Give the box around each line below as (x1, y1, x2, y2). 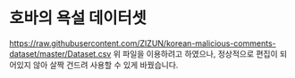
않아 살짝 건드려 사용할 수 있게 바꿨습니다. (32, 59, 179, 70)
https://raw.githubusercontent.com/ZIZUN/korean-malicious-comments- (9, 37, 276, 49)
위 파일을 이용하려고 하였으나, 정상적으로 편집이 (113, 48, 279, 58)
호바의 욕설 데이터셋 (9, 8, 147, 28)
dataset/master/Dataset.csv (9, 48, 112, 58)
